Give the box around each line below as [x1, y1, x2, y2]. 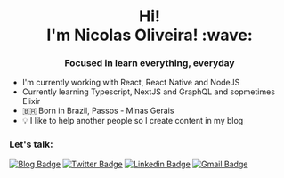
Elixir [21, 96, 41, 107]
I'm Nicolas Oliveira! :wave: [45, 25, 254, 45]
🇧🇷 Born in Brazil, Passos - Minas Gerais [21, 105, 174, 117]
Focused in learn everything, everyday [64, 57, 235, 69]
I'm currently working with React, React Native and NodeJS [21, 77, 240, 88]
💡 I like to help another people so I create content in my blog [21, 116, 244, 126]
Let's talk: [9, 138, 53, 150]
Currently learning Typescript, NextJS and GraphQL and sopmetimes [21, 86, 276, 97]
